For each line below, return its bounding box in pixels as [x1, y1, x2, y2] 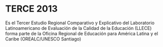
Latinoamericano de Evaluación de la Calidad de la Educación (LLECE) [5, 25, 152, 31]
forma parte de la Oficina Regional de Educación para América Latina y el [5, 30, 158, 36]
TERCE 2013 [5, 3, 58, 15]
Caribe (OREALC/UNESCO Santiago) [5, 36, 81, 42]
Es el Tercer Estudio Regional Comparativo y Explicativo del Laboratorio [5, 20, 155, 26]
